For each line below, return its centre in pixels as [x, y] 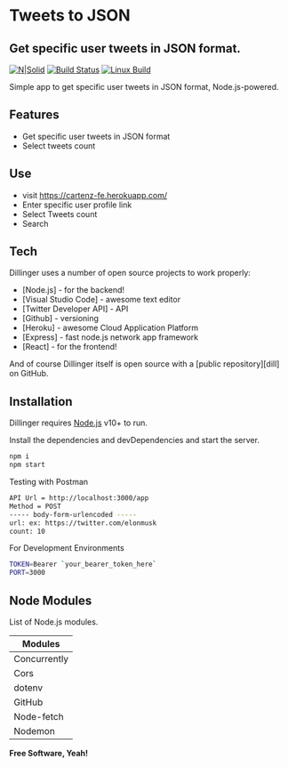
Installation [41, 401]
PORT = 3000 [28, 573]
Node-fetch [39, 716]
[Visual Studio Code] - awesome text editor [101, 300]
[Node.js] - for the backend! [73, 290]
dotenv [28, 688]
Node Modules [51, 600]
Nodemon [34, 731]
